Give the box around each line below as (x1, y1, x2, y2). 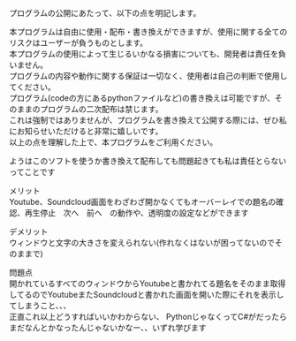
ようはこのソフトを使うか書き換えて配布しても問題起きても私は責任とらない (9, 155, 287, 166)
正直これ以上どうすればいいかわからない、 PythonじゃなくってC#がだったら (9, 312, 287, 322)
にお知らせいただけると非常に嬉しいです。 (9, 126, 163, 136)
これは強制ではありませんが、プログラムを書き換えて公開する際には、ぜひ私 (9, 115, 287, 125)
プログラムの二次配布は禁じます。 (39, 104, 163, 114)
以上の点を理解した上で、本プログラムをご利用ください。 (9, 137, 218, 148)
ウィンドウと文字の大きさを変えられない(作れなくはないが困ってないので (9, 238, 276, 247)
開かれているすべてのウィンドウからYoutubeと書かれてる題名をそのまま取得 (9, 278, 286, 289)
